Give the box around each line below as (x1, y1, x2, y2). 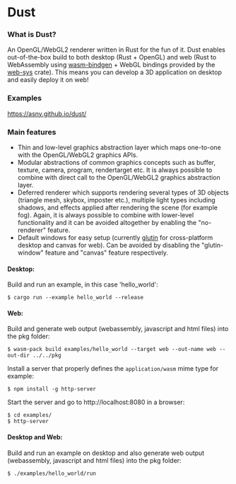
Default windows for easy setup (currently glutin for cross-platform (17, 234, 213, 242)
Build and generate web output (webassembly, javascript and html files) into (7, 325, 229, 333)
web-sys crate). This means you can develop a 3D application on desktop (7, 68, 223, 76)
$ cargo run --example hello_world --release (7, 294, 143, 301)
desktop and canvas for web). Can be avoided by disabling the (17, 241, 200, 250)
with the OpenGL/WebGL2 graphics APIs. (17, 151, 138, 159)
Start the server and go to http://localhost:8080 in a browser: (7, 398, 185, 407)
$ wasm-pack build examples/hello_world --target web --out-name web (7, 346, 217, 353)
